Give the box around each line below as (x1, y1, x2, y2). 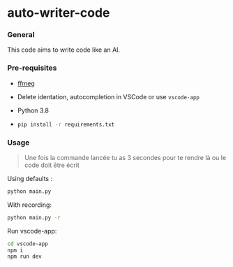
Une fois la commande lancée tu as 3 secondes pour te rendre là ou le (24, 153, 227, 161)
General (7, 30, 35, 40)
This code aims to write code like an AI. (7, 45, 121, 54)
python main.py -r (7, 214, 61, 221)
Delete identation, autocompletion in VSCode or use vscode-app (17, 92, 200, 101)
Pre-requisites (7, 63, 57, 73)
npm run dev (7, 253, 42, 260)
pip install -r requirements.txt (17, 121, 115, 128)
